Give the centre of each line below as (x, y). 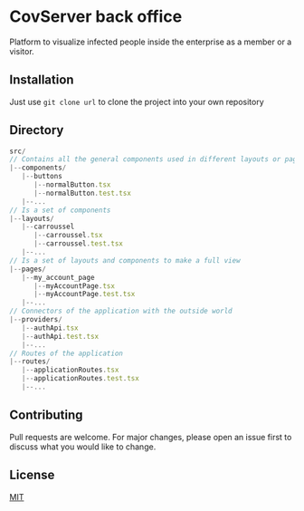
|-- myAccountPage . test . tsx (84, 294)
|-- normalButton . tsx (72, 185)
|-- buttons (42, 177)
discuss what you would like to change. (83, 447)
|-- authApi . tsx (50, 328)
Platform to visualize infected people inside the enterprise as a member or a (151, 42)
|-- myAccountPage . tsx (74, 286)
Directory (37, 130)
